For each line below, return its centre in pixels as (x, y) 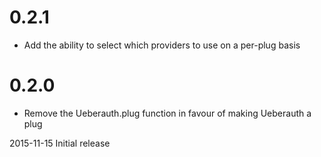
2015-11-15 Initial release (60, 143)
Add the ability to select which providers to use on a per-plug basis (162, 45)
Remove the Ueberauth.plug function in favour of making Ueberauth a (167, 113)
